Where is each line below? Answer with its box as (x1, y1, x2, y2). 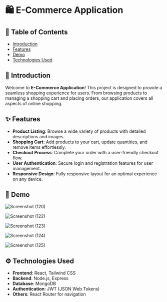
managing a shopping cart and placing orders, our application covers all (5, 95, 153, 101)
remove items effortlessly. (12, 144, 66, 150)
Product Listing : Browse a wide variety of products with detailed (12, 128, 146, 134)
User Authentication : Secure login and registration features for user (12, 160, 153, 166)
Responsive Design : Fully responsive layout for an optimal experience (12, 171, 157, 177)
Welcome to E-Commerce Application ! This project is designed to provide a (5, 84, 162, 90)
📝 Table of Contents (5, 27, 68, 36)
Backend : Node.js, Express (12, 276, 69, 282)
